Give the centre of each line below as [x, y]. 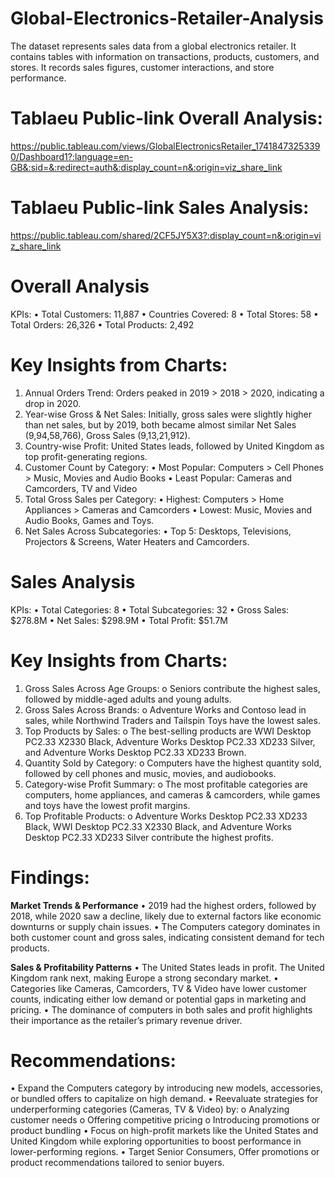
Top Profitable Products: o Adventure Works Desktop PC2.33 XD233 [166, 816]
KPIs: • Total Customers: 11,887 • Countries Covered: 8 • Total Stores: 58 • [164, 314]
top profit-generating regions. [86, 456]
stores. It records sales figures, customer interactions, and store [142, 67]
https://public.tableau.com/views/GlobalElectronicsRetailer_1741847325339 [165, 146]
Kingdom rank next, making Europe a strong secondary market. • [144, 978]
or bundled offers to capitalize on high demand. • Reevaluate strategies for [164, 1099]
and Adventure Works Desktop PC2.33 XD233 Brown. [135, 752]
